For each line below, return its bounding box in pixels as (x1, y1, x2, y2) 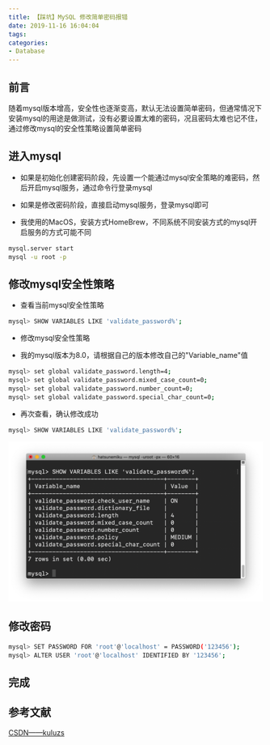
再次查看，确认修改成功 (19, 409, 99, 419)
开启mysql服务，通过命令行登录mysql (27, 182, 153, 192)
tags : (8, 30, 27, 38)
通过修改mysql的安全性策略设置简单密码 (8, 123, 142, 133)
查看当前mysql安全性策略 (19, 300, 105, 310)
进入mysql (8, 150, 62, 164)
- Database (8, 47, 45, 56)
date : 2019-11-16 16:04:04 (8, 21, 99, 30)
